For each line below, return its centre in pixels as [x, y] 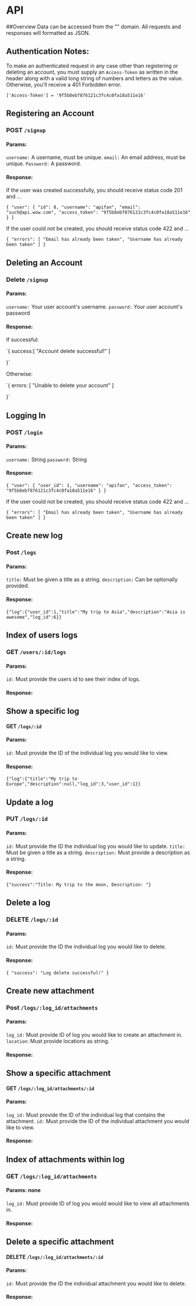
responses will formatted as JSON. [48, 32]
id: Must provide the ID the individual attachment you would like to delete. [96, 1283]
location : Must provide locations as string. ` [59, 1041]
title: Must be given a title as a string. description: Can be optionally [92, 580]
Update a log [30, 802]
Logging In [26, 415]
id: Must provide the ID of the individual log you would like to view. [87, 753]
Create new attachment [50, 990]
